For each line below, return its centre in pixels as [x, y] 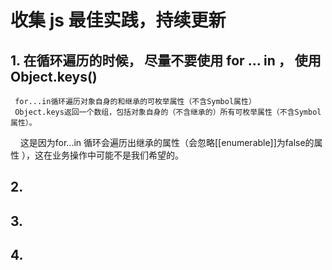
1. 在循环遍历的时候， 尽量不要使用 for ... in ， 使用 [166, 60]
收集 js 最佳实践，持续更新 [118, 20]
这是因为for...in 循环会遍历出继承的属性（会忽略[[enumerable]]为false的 [167, 142]
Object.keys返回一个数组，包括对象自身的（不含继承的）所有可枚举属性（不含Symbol [168, 112]
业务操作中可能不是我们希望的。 [117, 155]
